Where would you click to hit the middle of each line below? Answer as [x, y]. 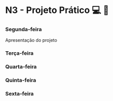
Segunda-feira [24, 30]
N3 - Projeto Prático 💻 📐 [57, 10]
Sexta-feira [20, 94]
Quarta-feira [21, 67]
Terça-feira [20, 53]
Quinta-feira [21, 80]
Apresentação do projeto [31, 40]
